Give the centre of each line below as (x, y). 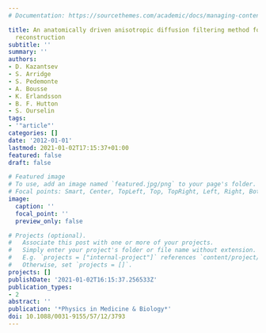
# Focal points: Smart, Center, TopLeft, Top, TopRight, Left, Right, (127, 192)
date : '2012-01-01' (40, 140)
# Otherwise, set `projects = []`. (70, 265)
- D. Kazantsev (33, 67)
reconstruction (40, 37)
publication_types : (40, 287)
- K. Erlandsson (35, 96)
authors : (23, 59)
